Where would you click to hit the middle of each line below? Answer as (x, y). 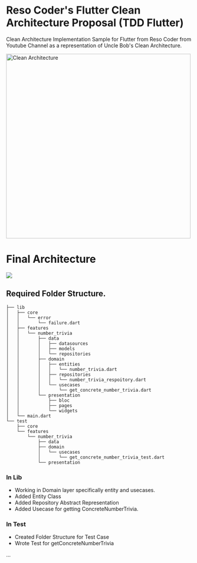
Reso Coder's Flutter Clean (73, 10)
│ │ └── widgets (42, 411)
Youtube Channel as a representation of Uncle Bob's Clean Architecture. (94, 45)
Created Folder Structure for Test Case (62, 537)
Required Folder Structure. (56, 294)
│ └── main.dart (29, 416)
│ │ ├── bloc (38, 400)
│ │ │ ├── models (41, 349)
